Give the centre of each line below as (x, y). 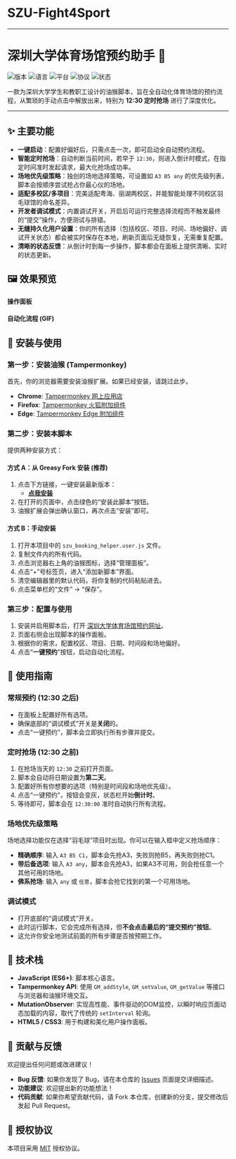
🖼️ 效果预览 (32, 279)
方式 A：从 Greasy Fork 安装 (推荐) (58, 468)
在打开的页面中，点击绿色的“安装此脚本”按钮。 (85, 502)
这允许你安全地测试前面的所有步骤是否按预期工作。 (91, 936)
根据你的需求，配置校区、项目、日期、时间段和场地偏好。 (100, 643)
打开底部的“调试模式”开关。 (57, 918)
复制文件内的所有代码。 (51, 554)
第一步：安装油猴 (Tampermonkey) (67, 364)
